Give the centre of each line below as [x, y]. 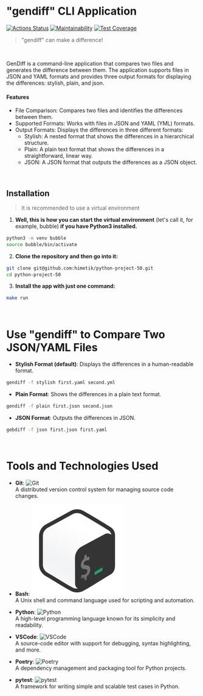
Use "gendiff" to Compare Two [86, 334]
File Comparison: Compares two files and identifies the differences [99, 110]
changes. [27, 495]
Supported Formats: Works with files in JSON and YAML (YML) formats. [105, 124]
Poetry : [25, 661]
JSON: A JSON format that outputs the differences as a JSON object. [111, 162]
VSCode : [26, 637]
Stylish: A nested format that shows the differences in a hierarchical [109, 137]
